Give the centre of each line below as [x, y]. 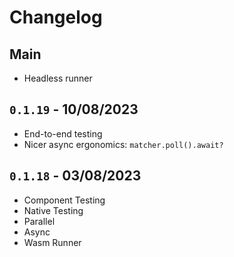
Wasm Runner [52, 242]
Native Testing [53, 210]
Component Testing [64, 200]
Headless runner [58, 78]
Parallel [39, 221]
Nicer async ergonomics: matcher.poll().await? [123, 144]
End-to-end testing [63, 133]
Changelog [56, 17]
